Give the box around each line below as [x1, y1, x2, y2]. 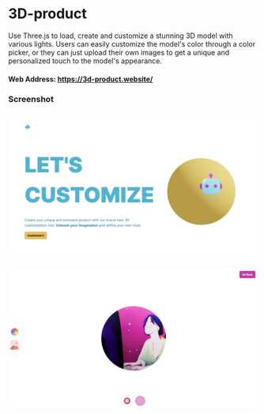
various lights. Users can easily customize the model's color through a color [8, 39, 255, 48]
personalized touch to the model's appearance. [8, 56, 163, 66]
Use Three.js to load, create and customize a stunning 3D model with [8, 31, 233, 40]
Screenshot [8, 94, 54, 105]
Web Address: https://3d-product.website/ [8, 74, 153, 84]
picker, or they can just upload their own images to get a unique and [8, 47, 230, 57]
